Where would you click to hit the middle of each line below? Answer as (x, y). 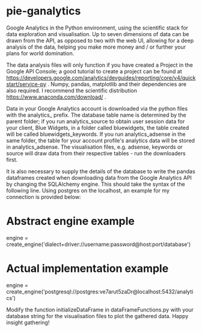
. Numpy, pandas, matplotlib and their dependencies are (117, 84)
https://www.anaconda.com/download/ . (56, 97)
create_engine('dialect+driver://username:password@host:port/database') (99, 244)
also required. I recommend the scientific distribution (72, 90)
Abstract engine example (71, 221)
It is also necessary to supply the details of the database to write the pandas (101, 171)
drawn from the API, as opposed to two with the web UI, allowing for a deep (100, 40)
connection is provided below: (44, 197)
